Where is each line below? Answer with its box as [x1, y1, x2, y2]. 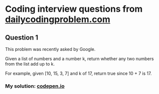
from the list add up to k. [5, 61, 55, 67]
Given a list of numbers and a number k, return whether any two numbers [5, 56, 154, 62]
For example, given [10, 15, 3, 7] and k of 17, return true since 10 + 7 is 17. [5, 70, 152, 76]
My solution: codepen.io [5, 82, 65, 89]
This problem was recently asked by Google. [5, 47, 96, 52]
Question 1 [5, 33, 38, 42]
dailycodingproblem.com [5, 14, 111, 25]
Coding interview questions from [5, 3, 143, 15]
